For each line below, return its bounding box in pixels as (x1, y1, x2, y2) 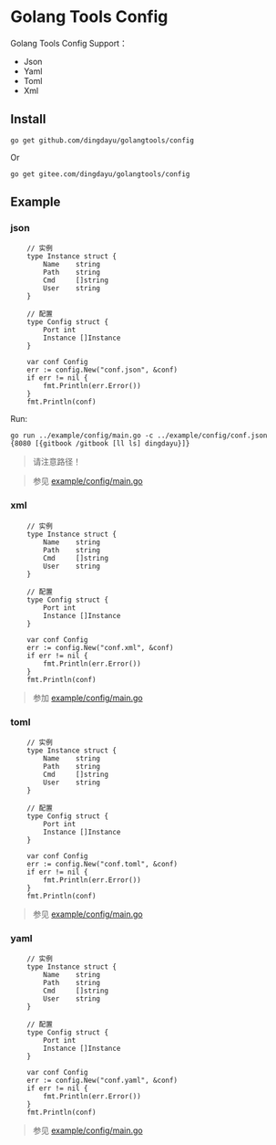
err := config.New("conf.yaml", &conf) (26, 1076, 179, 1086)
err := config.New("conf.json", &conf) (26, 365, 179, 375)
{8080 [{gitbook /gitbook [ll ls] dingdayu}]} (10, 439, 190, 448)
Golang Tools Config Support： (10, 37, 128, 48)
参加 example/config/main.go (32, 692, 144, 703)
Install (10, 111, 46, 127)
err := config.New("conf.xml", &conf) (26, 643, 174, 652)
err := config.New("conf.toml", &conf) (26, 860, 179, 869)
